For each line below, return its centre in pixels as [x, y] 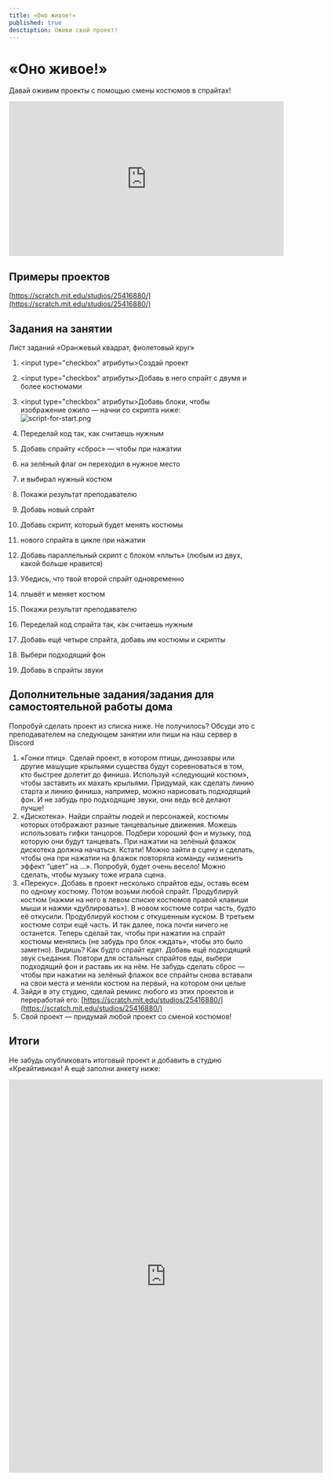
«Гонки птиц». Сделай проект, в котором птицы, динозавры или [127, 758]
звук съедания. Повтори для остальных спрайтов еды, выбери [126, 958]
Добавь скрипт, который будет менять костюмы [102, 525]
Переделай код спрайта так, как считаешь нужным [106, 624]
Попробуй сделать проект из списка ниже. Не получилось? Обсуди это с [132, 726]
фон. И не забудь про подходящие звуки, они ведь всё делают [125, 799]
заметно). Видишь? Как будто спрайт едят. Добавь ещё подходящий [135, 949]
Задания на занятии [61, 329]
